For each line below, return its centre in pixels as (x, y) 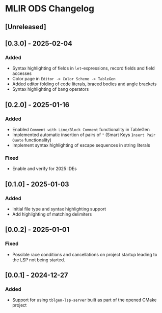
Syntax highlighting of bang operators (51, 89)
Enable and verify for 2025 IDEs (44, 169)
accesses (22, 73)
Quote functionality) (32, 140)
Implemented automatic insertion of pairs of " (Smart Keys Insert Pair (84, 135)
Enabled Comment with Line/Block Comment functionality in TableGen (81, 129)
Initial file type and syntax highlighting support (59, 209)
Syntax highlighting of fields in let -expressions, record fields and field (83, 68)
